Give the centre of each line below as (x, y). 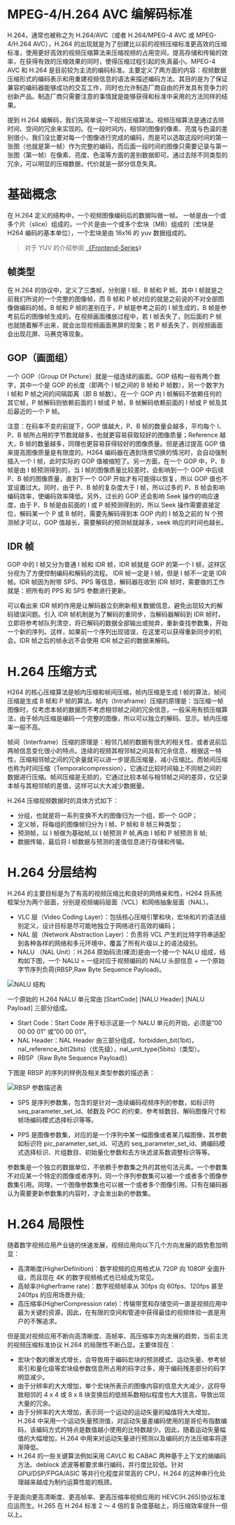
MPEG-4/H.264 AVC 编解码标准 (100, 14)
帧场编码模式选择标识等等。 (57, 1120)
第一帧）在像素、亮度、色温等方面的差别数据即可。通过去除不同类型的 (127, 155)
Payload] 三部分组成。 (39, 1008)
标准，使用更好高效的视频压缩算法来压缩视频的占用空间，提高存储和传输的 (114, 52)
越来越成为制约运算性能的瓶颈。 (70, 1482)
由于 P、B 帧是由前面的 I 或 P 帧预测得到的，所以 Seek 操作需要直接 (117, 505)
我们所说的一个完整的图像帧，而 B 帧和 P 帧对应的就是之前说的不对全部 (115, 299)
